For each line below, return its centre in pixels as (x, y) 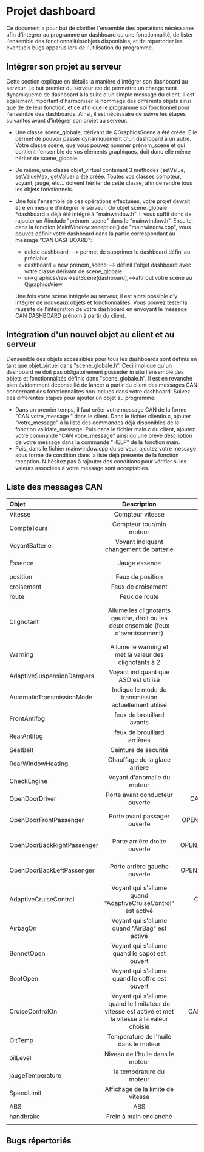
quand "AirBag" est (139, 928)
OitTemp (22, 1040)
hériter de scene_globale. (47, 158)
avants (139, 723)
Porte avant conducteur (139, 795)
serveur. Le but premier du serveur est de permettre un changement (92, 88)
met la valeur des (139, 655)
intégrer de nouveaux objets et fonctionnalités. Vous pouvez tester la (101, 302)
